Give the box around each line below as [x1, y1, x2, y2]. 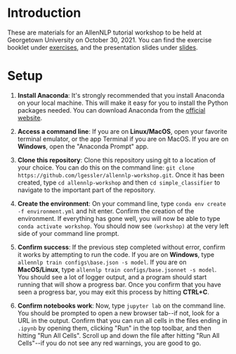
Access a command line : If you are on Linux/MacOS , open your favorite [17, 127, 228, 135]
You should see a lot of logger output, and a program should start [17, 272, 207, 281]
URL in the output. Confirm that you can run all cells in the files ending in [17, 316, 228, 324]
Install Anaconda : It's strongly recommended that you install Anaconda [17, 91, 225, 99]
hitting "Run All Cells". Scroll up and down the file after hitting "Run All [17, 331, 220, 339]
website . [17, 113, 43, 122]
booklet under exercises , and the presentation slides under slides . [7, 43, 198, 51]
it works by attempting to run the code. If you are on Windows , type [17, 250, 215, 258]
